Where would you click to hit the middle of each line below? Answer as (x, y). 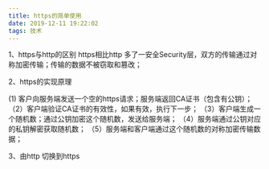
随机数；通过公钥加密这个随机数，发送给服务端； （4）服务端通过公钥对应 (138, 119)
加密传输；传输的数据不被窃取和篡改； (78, 64)
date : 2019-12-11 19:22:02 (53, 23)
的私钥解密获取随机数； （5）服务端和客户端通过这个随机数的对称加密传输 (131, 129)
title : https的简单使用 (45, 16)
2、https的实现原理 (40, 82)
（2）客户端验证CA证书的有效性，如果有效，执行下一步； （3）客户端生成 (131, 109)
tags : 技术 (25, 31)
